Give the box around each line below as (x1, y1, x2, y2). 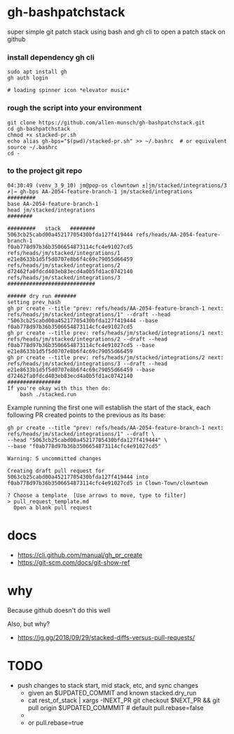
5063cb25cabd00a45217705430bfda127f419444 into (7, 473, 149, 480)
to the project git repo (7, 166, 83, 176)
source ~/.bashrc (7, 143, 58, 151)
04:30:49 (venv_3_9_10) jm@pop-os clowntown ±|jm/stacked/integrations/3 (7, 182, 228, 189)
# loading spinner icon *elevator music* (7, 87, 130, 94)
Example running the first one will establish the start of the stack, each (7, 403, 211, 412)
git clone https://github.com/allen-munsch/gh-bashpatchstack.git (7, 119, 205, 126)
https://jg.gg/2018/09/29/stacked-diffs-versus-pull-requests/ (17, 633, 195, 641)
